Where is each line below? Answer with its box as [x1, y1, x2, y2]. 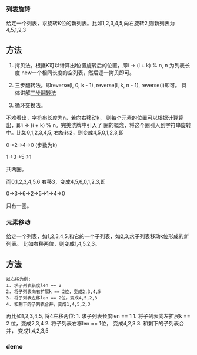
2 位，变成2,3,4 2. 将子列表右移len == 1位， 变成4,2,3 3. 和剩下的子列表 [6, 320, 179, 327]
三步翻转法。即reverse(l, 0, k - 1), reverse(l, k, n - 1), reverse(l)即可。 [14, 82, 181, 89]
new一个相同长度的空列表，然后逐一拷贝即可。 [21, 69, 135, 76]
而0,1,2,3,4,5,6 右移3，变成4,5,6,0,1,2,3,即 [6, 178, 106, 185]
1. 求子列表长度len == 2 [6, 282, 62, 289]
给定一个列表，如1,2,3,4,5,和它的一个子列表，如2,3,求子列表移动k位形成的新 [6, 233, 189, 240]
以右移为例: [6, 276, 31, 282]
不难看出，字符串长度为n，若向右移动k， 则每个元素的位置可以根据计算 [6, 114, 178, 122]
